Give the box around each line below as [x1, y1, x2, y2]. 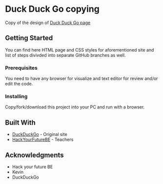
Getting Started [5, 34, 53, 42]
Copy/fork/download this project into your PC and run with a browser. [5, 104, 145, 110]
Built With [5, 118, 36, 127]
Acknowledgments [5, 151, 64, 159]
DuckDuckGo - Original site [12, 131, 67, 137]
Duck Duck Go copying [5, 3, 100, 15]
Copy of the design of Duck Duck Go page [5, 20, 91, 26]
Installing [5, 93, 28, 100]
